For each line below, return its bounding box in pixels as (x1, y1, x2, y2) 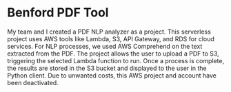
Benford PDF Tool (7, 5, 109, 21)
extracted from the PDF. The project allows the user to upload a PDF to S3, (7, 49, 219, 58)
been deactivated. (7, 78, 59, 87)
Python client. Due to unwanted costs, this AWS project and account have (7, 71, 217, 80)
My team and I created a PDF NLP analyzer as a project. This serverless (7, 27, 212, 36)
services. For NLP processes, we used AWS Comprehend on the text (7, 42, 203, 50)
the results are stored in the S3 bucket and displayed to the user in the (7, 64, 207, 72)
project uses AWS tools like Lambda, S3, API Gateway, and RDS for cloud (7, 34, 215, 43)
